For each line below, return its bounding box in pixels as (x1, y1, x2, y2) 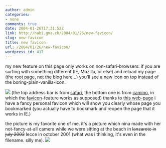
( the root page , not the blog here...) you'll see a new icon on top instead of (5, 74, 159, 80)
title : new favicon (5, 40, 46, 45)
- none (5, 17, 19, 22)
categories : (5, 12, 30, 17)
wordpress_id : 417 (5, 49, 44, 54)
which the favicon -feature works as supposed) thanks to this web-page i (5, 95, 156, 101)
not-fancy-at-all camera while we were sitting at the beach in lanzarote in (5, 126, 156, 132)
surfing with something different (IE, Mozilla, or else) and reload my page (5, 68, 156, 74)
